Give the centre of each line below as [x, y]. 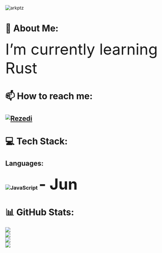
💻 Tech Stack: [37, 141]
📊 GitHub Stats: [40, 213]
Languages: [25, 164]
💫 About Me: [32, 29]
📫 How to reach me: [49, 96]
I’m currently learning [82, 49]
